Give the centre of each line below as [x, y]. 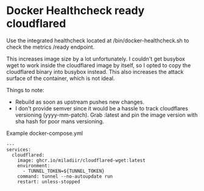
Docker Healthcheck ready [76, 11]
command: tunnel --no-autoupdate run [65, 176]
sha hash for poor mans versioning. [60, 121]
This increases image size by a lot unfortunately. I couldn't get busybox [96, 59]
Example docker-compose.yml [45, 133]
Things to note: [25, 90]
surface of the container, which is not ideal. [61, 78]
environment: [34, 165]
